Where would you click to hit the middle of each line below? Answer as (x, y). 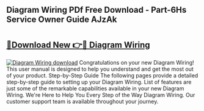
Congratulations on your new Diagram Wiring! (137, 63)
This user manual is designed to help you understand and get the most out (100, 69)
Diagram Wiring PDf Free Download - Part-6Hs (97, 10)
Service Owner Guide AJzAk (62, 20)
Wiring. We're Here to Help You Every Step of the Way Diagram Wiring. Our (101, 95)
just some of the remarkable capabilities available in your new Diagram (95, 88)
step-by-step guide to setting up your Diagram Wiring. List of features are (99, 82)
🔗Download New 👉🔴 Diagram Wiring (78, 45)
